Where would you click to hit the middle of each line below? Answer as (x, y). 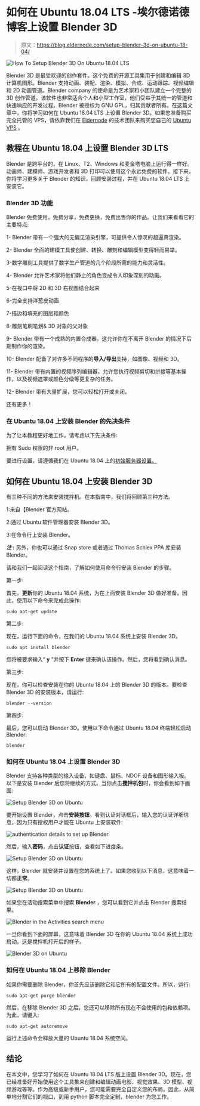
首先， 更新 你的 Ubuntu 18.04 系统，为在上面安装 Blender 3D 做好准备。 (94, 593)
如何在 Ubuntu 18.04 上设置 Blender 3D (63, 762)
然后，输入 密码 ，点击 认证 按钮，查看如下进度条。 (66, 847)
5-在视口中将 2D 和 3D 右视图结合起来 (53, 288)
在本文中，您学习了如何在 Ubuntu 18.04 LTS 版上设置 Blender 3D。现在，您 (99, 1074)
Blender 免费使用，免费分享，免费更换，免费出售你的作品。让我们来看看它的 (100, 217)
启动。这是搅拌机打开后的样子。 (45, 942)
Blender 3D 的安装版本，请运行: (45, 692)
